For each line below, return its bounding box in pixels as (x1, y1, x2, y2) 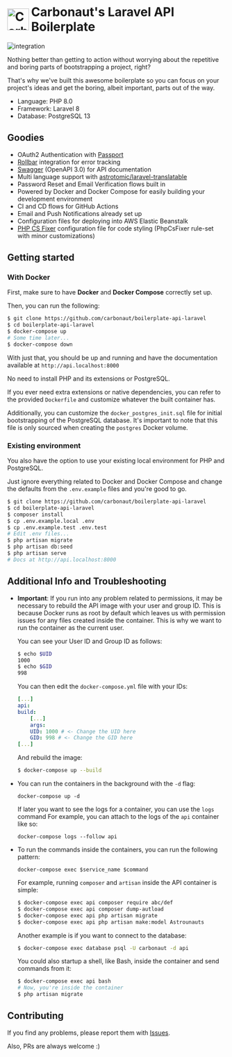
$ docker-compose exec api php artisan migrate (17, 912, 158, 919)
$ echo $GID (17, 663, 52, 670)
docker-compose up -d (17, 793, 80, 800)
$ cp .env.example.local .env (7, 517, 95, 524)
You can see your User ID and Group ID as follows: (17, 637, 163, 645)
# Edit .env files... (7, 531, 70, 538)
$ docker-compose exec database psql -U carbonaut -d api (17, 944, 189, 951)
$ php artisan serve (7, 550, 67, 557)
